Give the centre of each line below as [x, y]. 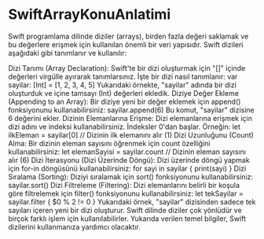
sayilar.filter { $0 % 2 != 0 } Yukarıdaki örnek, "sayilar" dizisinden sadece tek [132, 201]
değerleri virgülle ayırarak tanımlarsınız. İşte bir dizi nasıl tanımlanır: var [123, 76]
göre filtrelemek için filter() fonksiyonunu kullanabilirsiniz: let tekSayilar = [126, 193]
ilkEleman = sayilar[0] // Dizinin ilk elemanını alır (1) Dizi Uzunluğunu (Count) [131, 134]
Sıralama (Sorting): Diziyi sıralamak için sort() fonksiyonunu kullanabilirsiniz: [131, 176]
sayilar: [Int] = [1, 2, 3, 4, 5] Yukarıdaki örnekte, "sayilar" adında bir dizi [123, 85]
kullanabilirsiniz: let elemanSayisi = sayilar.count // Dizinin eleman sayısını [127, 152]
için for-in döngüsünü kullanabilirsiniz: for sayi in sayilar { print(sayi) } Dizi [127, 168]
